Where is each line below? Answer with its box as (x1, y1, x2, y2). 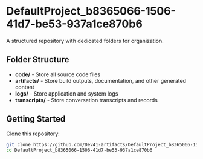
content (14, 83, 34, 91)
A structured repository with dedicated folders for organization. (6, 37, 164, 44)
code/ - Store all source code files (14, 71, 101, 78)
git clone (6, 141, 31, 148)
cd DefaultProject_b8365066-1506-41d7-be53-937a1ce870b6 (6, 147, 153, 154)
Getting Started (6, 114, 66, 125)
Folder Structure (6, 54, 69, 65)
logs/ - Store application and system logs (14, 89, 118, 97)
